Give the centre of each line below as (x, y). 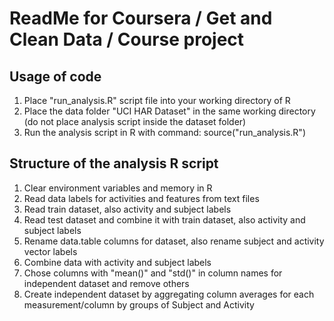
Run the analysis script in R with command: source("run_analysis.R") (164, 132)
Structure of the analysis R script (114, 163)
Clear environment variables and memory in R (118, 188)
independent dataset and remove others (106, 283)
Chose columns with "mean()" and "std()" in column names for (153, 273)
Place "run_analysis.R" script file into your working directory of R (157, 100)
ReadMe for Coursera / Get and (141, 18)
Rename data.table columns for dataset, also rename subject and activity (174, 241)
